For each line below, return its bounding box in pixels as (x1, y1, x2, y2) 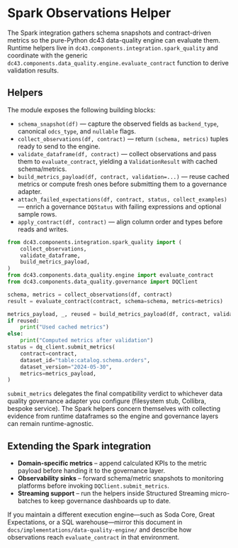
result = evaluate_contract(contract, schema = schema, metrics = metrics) (7, 297, 223, 305)
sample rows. (17, 209, 57, 218)
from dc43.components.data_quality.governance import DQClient (7, 278, 198, 285)
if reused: (7, 317, 40, 324)
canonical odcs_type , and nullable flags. (17, 126, 137, 136)
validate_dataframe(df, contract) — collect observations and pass (17, 149, 217, 158)
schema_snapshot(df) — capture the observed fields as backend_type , (17, 119, 219, 128)
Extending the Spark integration (7, 440, 152, 452)
